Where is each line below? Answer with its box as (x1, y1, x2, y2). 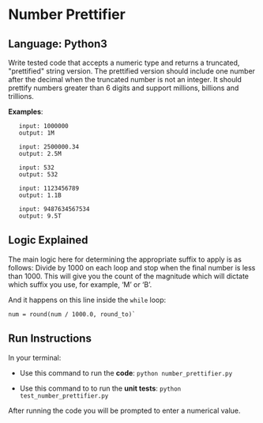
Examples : (8, 107, 43, 116)
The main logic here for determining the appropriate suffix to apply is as (8, 255, 242, 264)
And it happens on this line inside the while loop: (8, 295, 167, 304)
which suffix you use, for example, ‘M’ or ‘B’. (8, 279, 152, 289)
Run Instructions (8, 332, 92, 346)
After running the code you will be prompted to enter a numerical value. (8, 406, 241, 415)
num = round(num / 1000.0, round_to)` (8, 310, 136, 318)
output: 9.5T (18, 212, 62, 220)
